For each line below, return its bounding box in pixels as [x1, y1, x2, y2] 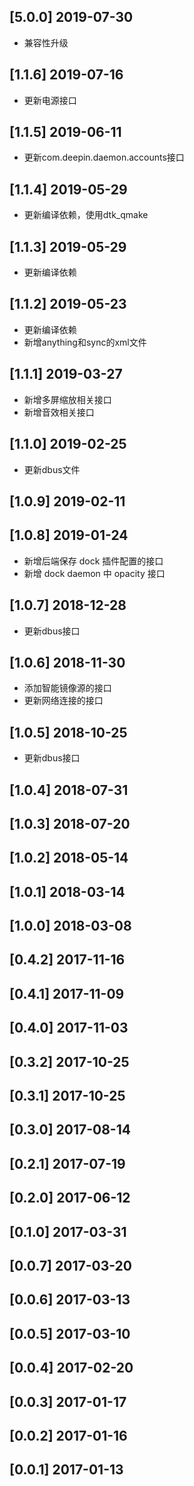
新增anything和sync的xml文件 [23, 336, 147, 348]
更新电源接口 [23, 94, 77, 106]
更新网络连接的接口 [23, 695, 104, 707]
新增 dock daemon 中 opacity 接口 [23, 567, 166, 579]
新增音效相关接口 [23, 406, 95, 418]
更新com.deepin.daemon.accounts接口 [23, 151, 185, 164]
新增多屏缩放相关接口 [23, 393, 112, 405]
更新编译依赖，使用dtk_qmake [23, 209, 149, 221]
